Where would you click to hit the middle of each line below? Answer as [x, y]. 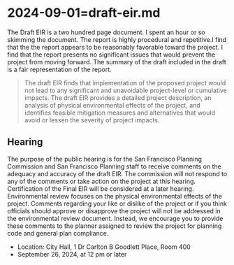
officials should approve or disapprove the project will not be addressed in [114, 210]
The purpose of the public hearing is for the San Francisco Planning [105, 159]
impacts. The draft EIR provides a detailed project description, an [118, 98]
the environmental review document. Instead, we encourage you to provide [115, 218]
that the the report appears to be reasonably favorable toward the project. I [115, 47]
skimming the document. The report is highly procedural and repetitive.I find [117, 39]
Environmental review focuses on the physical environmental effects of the [115, 196]
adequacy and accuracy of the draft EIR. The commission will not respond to [117, 173]
